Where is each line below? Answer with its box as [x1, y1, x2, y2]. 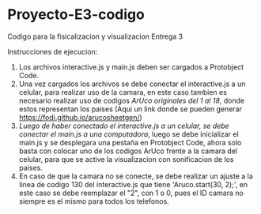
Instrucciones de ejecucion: [7, 47, 98, 56]
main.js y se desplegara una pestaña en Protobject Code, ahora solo [18, 137, 242, 147]
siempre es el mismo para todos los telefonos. [18, 196, 169, 206]
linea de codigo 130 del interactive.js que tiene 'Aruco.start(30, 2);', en [18, 179, 248, 189]
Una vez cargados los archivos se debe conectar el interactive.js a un [18, 79, 246, 88]
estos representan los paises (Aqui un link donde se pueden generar [18, 104, 243, 114]
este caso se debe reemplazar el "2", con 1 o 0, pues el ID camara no [18, 188, 244, 197]
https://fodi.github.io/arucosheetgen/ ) [18, 112, 143, 122]
